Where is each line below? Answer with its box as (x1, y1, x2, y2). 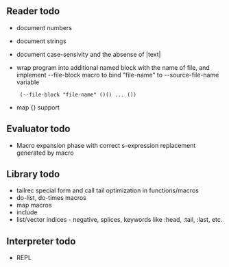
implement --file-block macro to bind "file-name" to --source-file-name (16, 71, 219, 79)
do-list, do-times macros (16, 194, 86, 202)
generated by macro (16, 149, 74, 157)
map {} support (16, 103, 60, 112)
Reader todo (6, 5, 60, 17)
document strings (16, 37, 67, 45)
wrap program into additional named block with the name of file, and (16, 63, 210, 71)
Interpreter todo (6, 236, 76, 247)
